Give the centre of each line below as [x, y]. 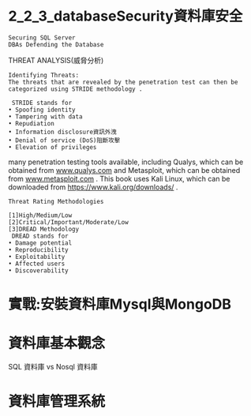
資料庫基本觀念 [57, 343]
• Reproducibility [38, 249]
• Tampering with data [45, 116]
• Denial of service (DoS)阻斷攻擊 [64, 140]
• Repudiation [32, 123]
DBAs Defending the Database [56, 44]
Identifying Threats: [44, 75]
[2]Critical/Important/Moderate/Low [68, 222]
